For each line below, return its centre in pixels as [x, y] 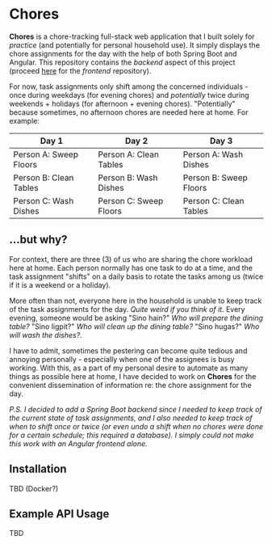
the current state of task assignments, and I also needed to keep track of [131, 418]
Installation [38, 469]
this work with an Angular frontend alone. [78, 443]
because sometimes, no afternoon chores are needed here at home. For [129, 112]
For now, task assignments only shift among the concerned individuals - [129, 86]
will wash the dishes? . [46, 335]
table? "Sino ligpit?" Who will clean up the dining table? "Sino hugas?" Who [134, 326]
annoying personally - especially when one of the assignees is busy [122, 359]
